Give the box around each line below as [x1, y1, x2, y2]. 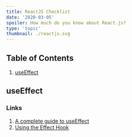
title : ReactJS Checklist [6, 8, 70, 15]
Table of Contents [6, 53, 74, 63]
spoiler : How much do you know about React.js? [6, 20, 127, 26]
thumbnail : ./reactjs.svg [6, 31, 70, 37]
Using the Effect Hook [14, 123, 70, 131]
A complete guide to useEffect [14, 117, 89, 124]
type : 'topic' [6, 25, 42, 32]
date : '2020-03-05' [6, 14, 55, 20]
